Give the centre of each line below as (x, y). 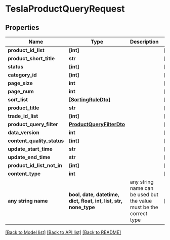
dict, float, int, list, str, (96, 201)
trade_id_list (23, 116)
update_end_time (29, 157)
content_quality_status (36, 141)
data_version (24, 132)
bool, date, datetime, (94, 194)
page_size (20, 83)
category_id (22, 75)
